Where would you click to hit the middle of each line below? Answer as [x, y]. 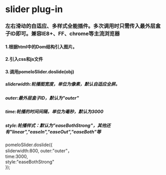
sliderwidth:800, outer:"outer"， [39, 151]
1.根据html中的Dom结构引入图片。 [41, 47]
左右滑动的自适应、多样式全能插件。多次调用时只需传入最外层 [80, 26]
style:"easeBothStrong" [30, 162]
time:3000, [17, 156]
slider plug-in [34, 9]
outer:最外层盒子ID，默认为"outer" [42, 98]
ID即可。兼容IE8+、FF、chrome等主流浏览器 [65, 34]
